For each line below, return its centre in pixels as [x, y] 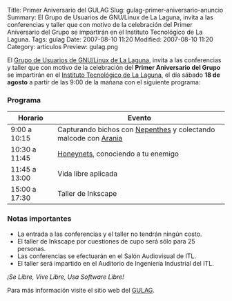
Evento [139, 118]
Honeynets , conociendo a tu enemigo [118, 154]
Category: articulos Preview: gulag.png [63, 47]
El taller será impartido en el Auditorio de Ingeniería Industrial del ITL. [115, 263]
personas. [31, 248]
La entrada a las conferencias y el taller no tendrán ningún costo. [109, 234]
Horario [31, 118]
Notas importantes [39, 219]
